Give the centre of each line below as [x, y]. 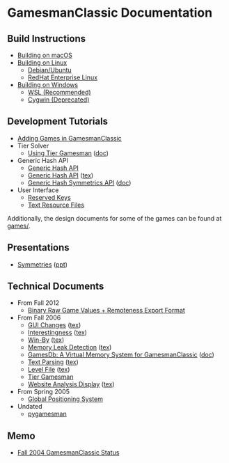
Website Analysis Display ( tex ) [71, 384]
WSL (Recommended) [60, 92]
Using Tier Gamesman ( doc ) [68, 153]
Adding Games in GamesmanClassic [69, 138]
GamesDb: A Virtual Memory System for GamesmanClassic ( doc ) [121, 355]
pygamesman [47, 414]
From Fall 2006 [39, 317]
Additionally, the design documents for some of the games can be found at [114, 218]
